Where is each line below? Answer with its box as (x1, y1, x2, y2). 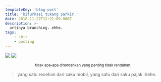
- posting (14, 39, 35, 44)
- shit (14, 35, 28, 40)
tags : (5, 30, 16, 35)
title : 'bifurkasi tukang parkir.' (5, 12, 79, 17)
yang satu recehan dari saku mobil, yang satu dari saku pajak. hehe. (17, 71, 157, 77)
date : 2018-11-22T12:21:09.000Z (5, 16, 72, 21)
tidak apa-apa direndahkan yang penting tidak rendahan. (35, 62, 132, 68)
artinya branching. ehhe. (9, 26, 63, 30)
